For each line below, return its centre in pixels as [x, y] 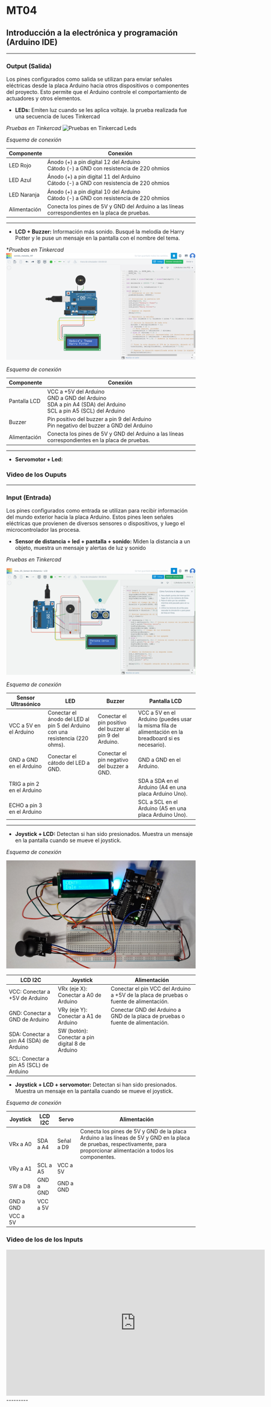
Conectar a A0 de [80, 995]
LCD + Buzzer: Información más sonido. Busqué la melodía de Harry [99, 232]
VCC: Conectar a [29, 992]
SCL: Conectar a [29, 1058]
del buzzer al [114, 729]
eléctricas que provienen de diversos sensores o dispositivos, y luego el [96, 523]
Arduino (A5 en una [162, 808]
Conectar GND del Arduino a [146, 1010]
